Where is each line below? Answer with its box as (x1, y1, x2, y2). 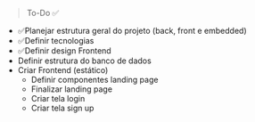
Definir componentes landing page (30, 75, 159, 85)
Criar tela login (30, 94, 86, 103)
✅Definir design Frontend (17, 45, 111, 56)
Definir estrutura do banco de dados (17, 55, 152, 66)
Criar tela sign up (30, 102, 95, 113)
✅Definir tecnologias (17, 36, 95, 45)
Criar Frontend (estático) (17, 65, 109, 75)
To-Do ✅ (26, 8, 60, 18)
